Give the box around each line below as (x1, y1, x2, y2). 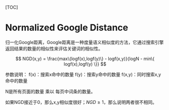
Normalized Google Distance (5, 22, 129, 33)
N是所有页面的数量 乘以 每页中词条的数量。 (5, 88, 96, 94)
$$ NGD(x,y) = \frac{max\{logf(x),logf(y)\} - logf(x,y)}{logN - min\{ (15, 56, 155, 62)
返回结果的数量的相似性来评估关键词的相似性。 (5, 45, 103, 51)
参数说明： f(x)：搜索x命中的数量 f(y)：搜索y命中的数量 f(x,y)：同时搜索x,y (5, 71, 161, 77)
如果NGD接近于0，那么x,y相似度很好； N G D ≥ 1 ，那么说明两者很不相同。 (5, 99, 157, 105)
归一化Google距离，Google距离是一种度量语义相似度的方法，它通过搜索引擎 (5, 39, 164, 45)
